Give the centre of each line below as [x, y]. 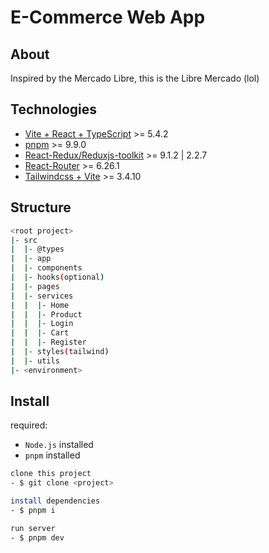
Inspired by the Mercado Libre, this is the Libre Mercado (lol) [135, 78]
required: [29, 425]
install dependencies [55, 501]
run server [33, 528]
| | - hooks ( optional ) [57, 277]
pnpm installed [52, 455]
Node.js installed [59, 445]
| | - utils [35, 361]
